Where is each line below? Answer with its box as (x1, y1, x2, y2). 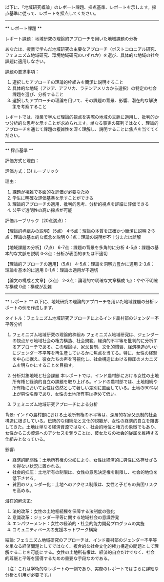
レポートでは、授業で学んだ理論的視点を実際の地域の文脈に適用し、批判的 (5, 114, 155, 120)
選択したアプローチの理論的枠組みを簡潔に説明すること (12, 79, 123, 85)
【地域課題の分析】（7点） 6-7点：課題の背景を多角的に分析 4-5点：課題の (5, 245, 155, 250)
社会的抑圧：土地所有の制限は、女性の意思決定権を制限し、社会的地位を (12, 469, 158, 475)
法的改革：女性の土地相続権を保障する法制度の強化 (12, 508, 115, 514)
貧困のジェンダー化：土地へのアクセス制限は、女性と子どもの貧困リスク (12, 481, 158, 487)
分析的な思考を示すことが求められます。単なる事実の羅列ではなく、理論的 (9, 120, 159, 126)
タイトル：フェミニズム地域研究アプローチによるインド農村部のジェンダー (5, 315, 155, 321)
